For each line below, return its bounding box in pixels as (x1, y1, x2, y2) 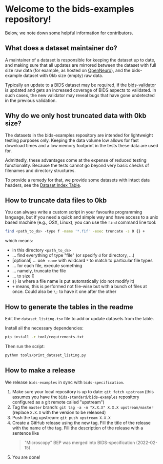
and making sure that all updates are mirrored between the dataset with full (5, 62, 156, 68)
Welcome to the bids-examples (5, 3, 134, 15)
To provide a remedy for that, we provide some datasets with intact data (5, 177, 150, 183)
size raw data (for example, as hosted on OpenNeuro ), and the (5, 67, 131, 73)
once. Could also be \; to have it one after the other (12, 289, 117, 294)
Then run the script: (5, 343, 45, 349)
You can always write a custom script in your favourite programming (5, 209, 143, 215)
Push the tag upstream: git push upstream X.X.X (12, 414, 111, 420)
